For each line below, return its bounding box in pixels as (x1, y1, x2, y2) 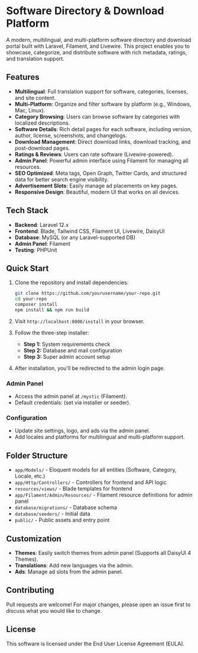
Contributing (6, 585, 54, 595)
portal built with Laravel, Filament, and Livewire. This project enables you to (6, 43, 190, 50)
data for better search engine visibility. (14, 176, 109, 183)
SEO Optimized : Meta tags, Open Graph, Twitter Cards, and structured (14, 170, 187, 177)
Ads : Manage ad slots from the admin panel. (14, 568, 123, 576)
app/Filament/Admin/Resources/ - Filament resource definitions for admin (14, 492, 193, 499)
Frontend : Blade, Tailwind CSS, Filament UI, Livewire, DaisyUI (14, 228, 165, 235)
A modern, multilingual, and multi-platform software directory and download (6, 36, 191, 43)
